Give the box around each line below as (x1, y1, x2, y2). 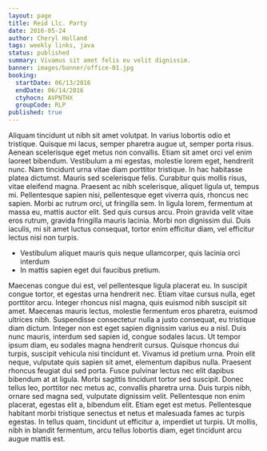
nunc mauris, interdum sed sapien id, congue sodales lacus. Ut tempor (8, 332, 241, 341)
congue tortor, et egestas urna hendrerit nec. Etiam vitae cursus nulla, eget (8, 289, 256, 299)
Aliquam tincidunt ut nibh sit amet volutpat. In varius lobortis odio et (8, 131, 231, 140)
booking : (8, 71, 38, 79)
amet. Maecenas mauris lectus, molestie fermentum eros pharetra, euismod (8, 306, 258, 316)
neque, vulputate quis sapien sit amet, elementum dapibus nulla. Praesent (8, 357, 252, 367)
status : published (8, 49, 70, 57)
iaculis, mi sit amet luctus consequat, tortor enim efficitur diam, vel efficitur (8, 224, 254, 233)
